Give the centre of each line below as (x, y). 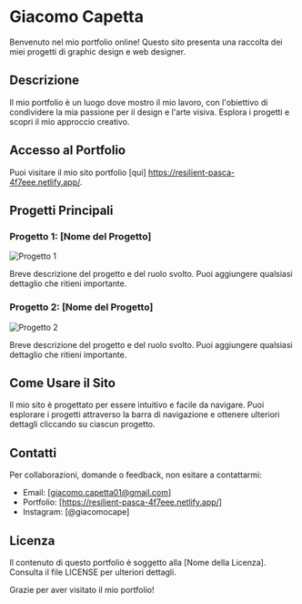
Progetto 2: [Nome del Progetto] (81, 307)
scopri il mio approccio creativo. (70, 121)
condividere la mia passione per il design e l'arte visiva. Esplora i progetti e (150, 112)
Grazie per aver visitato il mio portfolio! (82, 589)
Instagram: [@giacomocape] (76, 512)
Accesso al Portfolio (67, 151)
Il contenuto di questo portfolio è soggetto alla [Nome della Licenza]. (138, 562)
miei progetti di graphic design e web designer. (98, 51)
